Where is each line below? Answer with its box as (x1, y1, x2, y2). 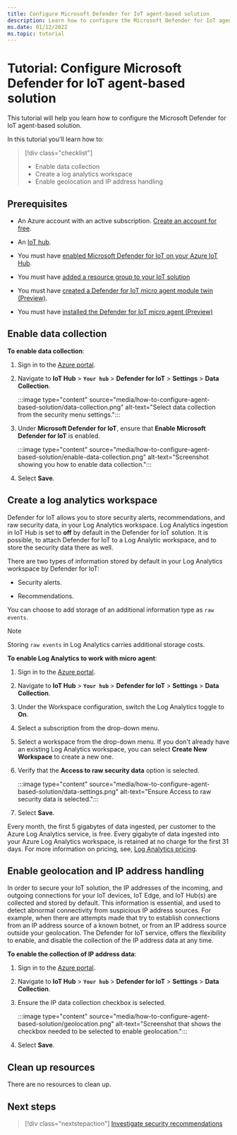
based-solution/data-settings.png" (17, 787, 119, 795)
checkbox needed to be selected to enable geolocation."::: (17, 1027, 188, 1035)
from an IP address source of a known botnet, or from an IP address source (7, 921, 227, 929)
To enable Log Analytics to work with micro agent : (7, 654, 157, 662)
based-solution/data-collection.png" (17, 403, 124, 411)
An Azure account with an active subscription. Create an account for (17, 217, 217, 225)
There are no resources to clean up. (7, 1080, 111, 1088)
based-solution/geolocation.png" (17, 1020, 114, 1028)
